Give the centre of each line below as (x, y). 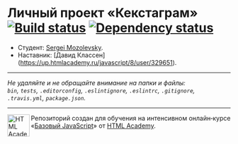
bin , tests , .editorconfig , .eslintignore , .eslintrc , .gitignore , (101, 90)
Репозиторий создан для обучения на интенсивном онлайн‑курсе (131, 118)
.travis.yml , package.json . (47, 97)
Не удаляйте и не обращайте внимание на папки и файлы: (96, 83)
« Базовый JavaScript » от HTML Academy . (93, 126)
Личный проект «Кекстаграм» (103, 13)
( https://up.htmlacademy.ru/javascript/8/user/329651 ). (97, 62)
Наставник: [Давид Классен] (61, 55)
